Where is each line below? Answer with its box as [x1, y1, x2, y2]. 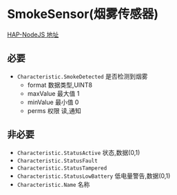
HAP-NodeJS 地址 [7, 30, 59, 39]
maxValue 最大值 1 [27, 89, 80, 97]
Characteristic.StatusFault [17, 157, 98, 164]
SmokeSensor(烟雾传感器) [7, 6, 159, 22]
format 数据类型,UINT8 [27, 81, 93, 89]
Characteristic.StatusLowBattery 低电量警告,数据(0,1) [17, 172, 171, 180]
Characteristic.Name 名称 [17, 180, 90, 188]
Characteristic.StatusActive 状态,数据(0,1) [17, 148, 140, 156]
